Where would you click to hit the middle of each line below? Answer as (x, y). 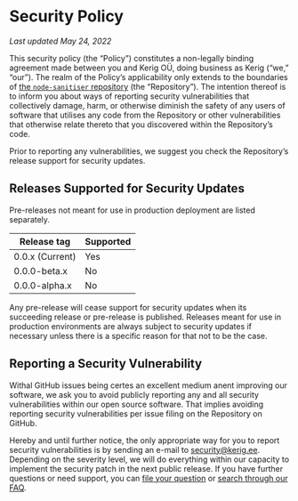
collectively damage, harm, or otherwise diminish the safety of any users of (148, 105)
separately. (30, 219)
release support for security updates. (77, 160)
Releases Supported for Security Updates (127, 189)
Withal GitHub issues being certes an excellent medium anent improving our (148, 385)
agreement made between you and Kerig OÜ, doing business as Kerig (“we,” (149, 68)
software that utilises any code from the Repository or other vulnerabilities (145, 115)
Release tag (45, 241)
